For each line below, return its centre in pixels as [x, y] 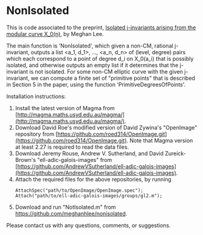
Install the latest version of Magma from [65, 108]
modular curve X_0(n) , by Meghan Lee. [55, 33]
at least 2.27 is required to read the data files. [72, 147]
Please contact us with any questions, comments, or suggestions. [89, 225]
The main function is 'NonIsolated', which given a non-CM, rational [90, 46]
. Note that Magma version [160, 140]
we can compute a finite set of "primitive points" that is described [113, 78]
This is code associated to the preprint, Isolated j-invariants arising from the [101, 27]
